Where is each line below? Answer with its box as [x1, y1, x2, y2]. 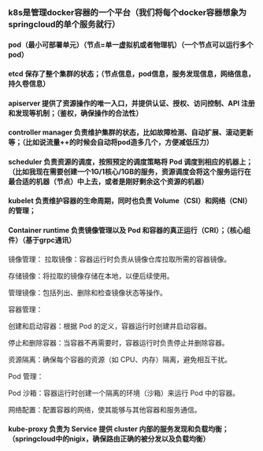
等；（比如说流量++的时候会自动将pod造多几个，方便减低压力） [8, 138, 214, 147]
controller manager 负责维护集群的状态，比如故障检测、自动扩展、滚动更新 [8, 128, 254, 137]
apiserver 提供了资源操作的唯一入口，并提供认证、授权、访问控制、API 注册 [8, 98, 256, 108]
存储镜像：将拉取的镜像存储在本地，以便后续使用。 [8, 271, 174, 280]
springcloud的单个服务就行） [8, 18, 120, 29]
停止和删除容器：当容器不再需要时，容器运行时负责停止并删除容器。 [8, 338, 229, 347]
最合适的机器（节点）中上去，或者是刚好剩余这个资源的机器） [8, 176, 209, 186]
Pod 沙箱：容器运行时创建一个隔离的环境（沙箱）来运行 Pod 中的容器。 [8, 388, 240, 397]
